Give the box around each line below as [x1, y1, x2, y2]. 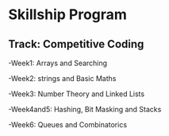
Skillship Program [8, 6, 127, 24]
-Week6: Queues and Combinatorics [8, 120, 128, 129]
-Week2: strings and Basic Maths [8, 74, 117, 83]
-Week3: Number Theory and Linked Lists [8, 89, 145, 99]
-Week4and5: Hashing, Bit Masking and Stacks [8, 105, 162, 114]
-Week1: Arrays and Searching [8, 58, 108, 68]
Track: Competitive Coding [8, 37, 144, 51]
